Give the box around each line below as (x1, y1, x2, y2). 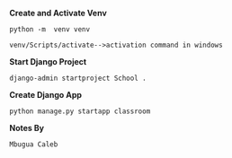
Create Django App (9, 90, 83, 100)
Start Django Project (9, 57, 87, 66)
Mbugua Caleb (9, 140, 58, 149)
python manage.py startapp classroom (9, 107, 151, 116)
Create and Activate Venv (9, 8, 108, 18)
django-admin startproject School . (9, 74, 147, 83)
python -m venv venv (9, 25, 91, 34)
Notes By (9, 123, 45, 133)
